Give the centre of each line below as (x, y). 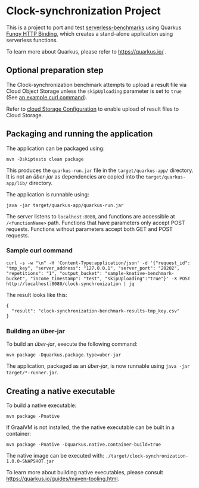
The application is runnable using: (48, 194)
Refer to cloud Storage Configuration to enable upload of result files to (93, 109)
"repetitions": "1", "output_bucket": (54, 273)
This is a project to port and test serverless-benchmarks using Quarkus (94, 27)
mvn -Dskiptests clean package (45, 159)
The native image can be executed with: (55, 455)
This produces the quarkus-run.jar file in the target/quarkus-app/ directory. (100, 170)
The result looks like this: (37, 295)
